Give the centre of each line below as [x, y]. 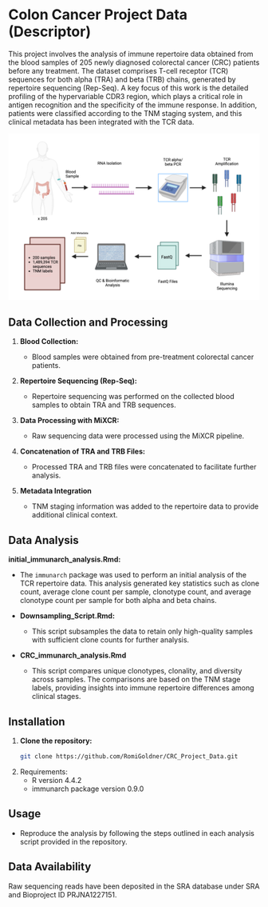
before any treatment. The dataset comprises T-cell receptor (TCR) [118, 70]
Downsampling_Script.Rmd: [67, 616]
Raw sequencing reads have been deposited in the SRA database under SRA [134, 886]
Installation [37, 721]
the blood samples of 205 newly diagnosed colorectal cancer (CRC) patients [134, 62]
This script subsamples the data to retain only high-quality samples [142, 631]
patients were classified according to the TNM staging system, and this [125, 113]
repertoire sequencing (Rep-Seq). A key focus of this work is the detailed [128, 88]
